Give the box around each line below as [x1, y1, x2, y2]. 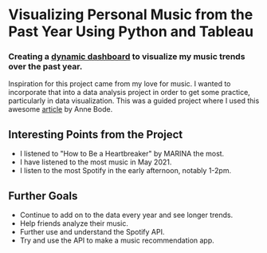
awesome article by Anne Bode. [8, 105, 113, 114]
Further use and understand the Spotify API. [19, 227, 165, 237]
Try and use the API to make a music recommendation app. [19, 235, 215, 245]
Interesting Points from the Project [8, 128, 183, 141]
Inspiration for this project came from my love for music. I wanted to [8, 79, 231, 89]
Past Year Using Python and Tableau [8, 22, 253, 41]
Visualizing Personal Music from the [8, 6, 253, 24]
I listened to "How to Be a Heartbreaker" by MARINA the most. [19, 149, 225, 159]
